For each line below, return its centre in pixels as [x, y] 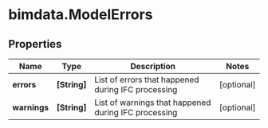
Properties [35, 44]
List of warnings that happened [153, 103]
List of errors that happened [147, 80]
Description [153, 66]
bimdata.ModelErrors [81, 15]
